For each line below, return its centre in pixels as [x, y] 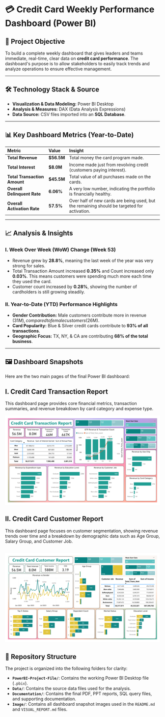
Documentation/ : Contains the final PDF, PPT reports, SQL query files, [82, 694]
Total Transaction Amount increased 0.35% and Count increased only [83, 271]
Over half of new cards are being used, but [112, 201]
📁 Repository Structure [41, 657]
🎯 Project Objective [35, 42]
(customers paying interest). [98, 170]
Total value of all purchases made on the [110, 176]
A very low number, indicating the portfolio [112, 189]
